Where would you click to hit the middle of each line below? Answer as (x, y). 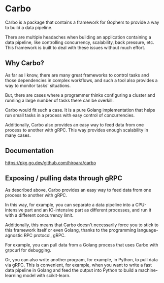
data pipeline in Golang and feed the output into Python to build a (71, 270)
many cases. (18, 135)
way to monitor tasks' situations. (38, 85)
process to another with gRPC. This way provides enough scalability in (77, 130)
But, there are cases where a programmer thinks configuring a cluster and (80, 95)
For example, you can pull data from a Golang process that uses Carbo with (82, 245)
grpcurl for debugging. (28, 250)
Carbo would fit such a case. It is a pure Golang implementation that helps (80, 110)
